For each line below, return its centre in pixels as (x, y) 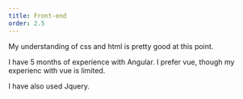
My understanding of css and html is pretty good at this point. (111, 46)
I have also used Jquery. (49, 86)
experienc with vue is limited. (57, 70)
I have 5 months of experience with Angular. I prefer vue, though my (121, 62)
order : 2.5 (27, 23)
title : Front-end (38, 16)
